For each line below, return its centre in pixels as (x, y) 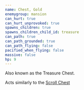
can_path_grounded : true (30, 41)
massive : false (20, 55)
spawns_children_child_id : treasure (42, 32)
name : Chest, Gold (24, 9)
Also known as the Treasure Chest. (40, 73)
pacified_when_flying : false (34, 50)
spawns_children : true (28, 28)
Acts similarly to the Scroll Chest (38, 83)
